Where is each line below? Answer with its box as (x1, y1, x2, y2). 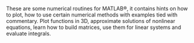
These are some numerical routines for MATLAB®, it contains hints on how (6, 5, 188, 12)
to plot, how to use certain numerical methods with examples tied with (6, 11, 178, 18)
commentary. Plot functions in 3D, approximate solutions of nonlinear (6, 18, 176, 24)
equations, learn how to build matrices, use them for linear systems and (6, 24, 182, 31)
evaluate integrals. (6, 30, 52, 37)
